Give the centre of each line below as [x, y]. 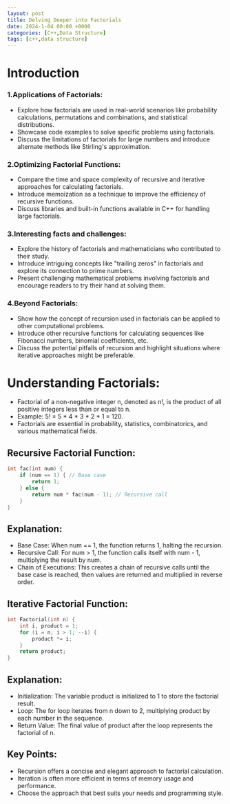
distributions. [36, 124]
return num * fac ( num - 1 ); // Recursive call [100, 494]
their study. [33, 257]
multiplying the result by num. [59, 560]
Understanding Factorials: [84, 383]
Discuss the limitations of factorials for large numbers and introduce [113, 139]
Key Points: [32, 755]
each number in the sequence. [61, 718]
